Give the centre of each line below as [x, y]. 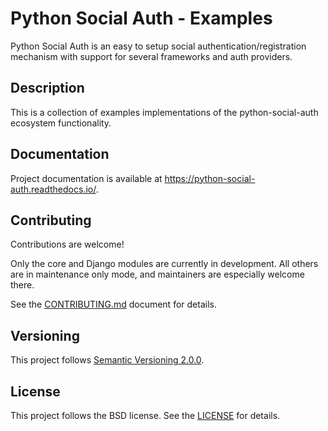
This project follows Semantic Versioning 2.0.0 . [107, 360]
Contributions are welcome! [67, 244]
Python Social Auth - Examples [141, 18]
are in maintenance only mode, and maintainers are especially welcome [157, 274]
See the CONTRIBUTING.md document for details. [113, 304]
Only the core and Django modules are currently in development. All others [164, 264]
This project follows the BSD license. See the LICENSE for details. [145, 415]
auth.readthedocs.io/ [53, 189]
